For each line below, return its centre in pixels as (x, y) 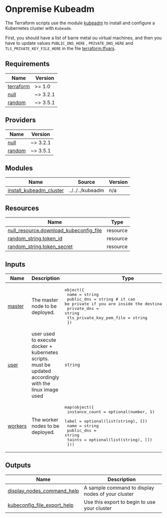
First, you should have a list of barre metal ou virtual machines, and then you (83, 38)
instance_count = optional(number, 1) (111, 412)
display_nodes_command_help (43, 491)
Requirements (27, 64)
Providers (21, 120)
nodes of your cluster (109, 494)
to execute (44, 340)
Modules (19, 168)
